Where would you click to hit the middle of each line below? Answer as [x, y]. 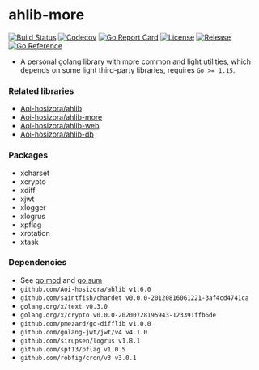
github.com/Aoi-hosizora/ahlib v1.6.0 [85, 289]
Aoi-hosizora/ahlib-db [57, 134]
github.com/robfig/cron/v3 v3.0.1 [78, 358]
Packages [28, 155]
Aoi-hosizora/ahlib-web [59, 126]
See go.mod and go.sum [61, 280]
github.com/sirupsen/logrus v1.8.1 [80, 341]
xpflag [31, 225]
